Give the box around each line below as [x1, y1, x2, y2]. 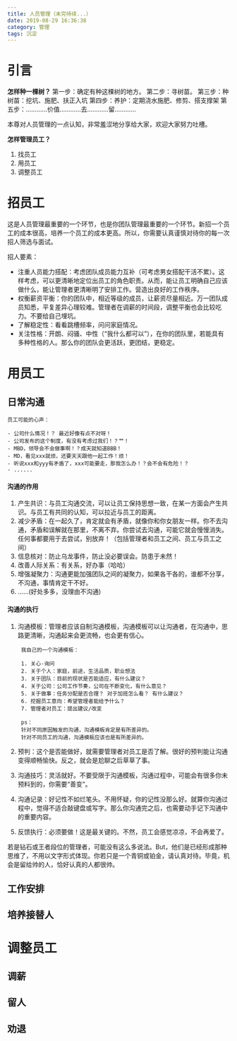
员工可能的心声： [7, 416, 50, 424]
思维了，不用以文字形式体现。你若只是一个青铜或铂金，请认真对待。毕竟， [7, 851, 224, 859]
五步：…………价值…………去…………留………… [7, 105, 136, 114]
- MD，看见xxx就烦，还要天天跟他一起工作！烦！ [7, 453, 130, 460]
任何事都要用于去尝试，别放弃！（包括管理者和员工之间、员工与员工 [17, 534, 216, 543]
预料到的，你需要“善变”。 [17, 780, 92, 788]
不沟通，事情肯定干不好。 [17, 579, 92, 587]
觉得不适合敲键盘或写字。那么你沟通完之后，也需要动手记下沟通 [36, 804, 222, 812]
